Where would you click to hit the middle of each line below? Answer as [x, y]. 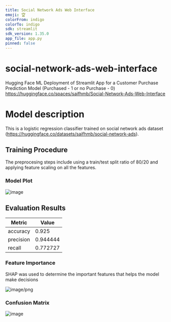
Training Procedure [36, 150]
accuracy [19, 231]
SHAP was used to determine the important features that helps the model [82, 274]
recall [15, 247]
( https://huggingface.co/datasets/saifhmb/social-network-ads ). [72, 134]
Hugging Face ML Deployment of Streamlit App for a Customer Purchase [82, 83]
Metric [19, 222]
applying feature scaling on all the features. [51, 168]
